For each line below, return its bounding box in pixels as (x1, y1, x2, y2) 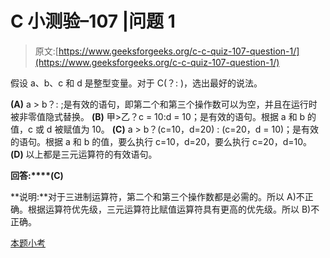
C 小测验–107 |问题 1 (10, 10, 176, 33)
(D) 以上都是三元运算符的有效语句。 (10, 148, 158, 160)
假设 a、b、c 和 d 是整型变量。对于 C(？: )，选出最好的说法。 (10, 77, 263, 89)
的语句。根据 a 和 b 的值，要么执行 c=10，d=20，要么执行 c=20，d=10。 (10, 135, 313, 147)
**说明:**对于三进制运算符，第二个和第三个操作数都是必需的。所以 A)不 (10, 190, 305, 202)
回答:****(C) (10, 169, 64, 181)
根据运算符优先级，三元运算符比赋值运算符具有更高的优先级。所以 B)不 (27, 203, 320, 215)
